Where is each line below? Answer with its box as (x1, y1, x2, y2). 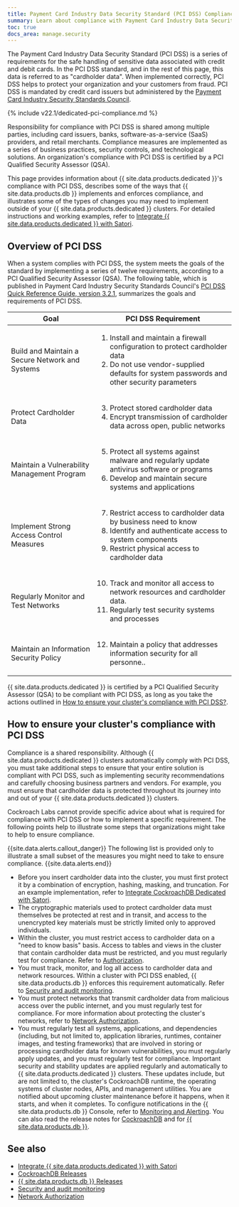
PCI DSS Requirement (125, 314, 201, 324)
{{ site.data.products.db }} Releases (17, 1176, 123, 1185)
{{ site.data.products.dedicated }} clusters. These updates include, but (17, 1069, 225, 1078)
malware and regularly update (110, 456, 210, 466)
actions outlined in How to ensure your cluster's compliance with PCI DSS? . (7, 698, 229, 706)
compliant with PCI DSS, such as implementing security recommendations (7, 771, 225, 780)
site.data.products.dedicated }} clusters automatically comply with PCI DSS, (7, 755, 230, 765)
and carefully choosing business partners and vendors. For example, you (7, 778, 222, 787)
